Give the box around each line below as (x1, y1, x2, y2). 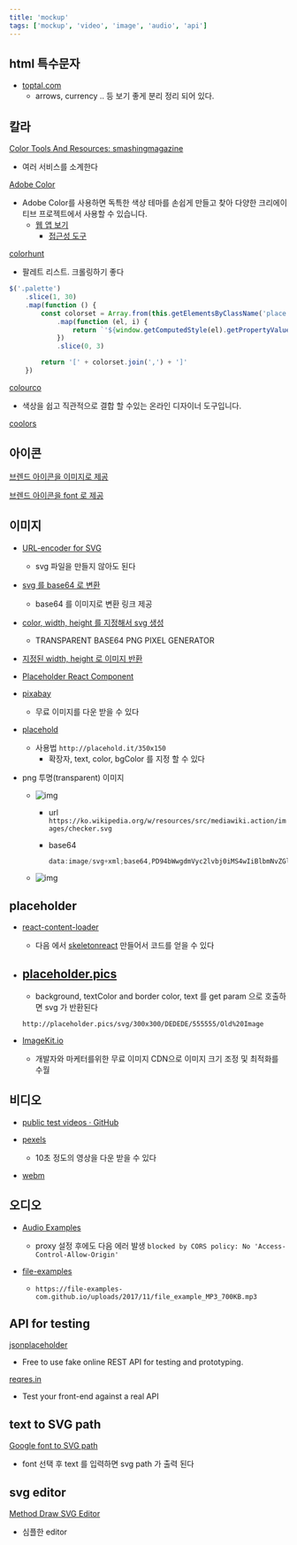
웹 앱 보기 (34, 220, 69, 230)
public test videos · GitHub (21, 1116, 119, 1127)
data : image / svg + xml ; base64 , (48, 856, 152, 866)
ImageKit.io (21, 1035, 64, 1046)
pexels (21, 1134, 47, 1145)
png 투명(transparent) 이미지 (21, 772, 125, 783)
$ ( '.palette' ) (9, 284, 62, 293)
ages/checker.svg (48, 824, 112, 833)
